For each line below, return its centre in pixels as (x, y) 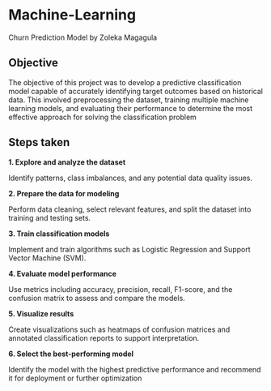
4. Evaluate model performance (63, 273)
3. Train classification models (59, 234)
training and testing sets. (50, 217)
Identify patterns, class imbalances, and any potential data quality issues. (131, 178)
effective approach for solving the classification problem (102, 117)
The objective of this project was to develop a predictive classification (125, 82)
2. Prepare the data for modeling (64, 193)
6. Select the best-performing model (71, 354)
